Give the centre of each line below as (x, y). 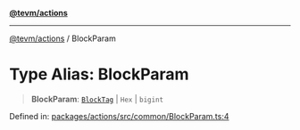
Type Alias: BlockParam (99, 74)
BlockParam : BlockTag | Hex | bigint (97, 99)
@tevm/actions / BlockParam (62, 38)
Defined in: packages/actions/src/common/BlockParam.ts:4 (119, 116)
